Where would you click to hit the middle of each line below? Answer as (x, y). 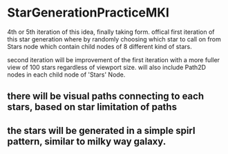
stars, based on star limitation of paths (92, 107)
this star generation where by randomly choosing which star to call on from (114, 39)
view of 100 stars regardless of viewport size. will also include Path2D (106, 67)
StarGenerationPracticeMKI (88, 13)
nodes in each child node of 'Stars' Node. (66, 75)
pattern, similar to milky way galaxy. (87, 141)
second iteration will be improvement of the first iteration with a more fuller (113, 59)
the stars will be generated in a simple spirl (101, 130)
